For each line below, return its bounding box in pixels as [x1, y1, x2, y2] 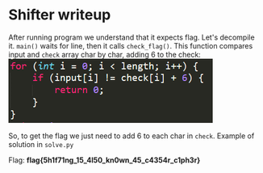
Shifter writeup [8, 6, 111, 24]
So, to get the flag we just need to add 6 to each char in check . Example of [8, 131, 255, 141]
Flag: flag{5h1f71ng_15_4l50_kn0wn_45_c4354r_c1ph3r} [8, 155, 201, 165]
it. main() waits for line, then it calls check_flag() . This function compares [8, 40, 253, 50]
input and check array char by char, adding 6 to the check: [8, 49, 202, 59]
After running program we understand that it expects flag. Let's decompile [8, 32, 256, 42]
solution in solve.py [8, 139, 74, 149]
